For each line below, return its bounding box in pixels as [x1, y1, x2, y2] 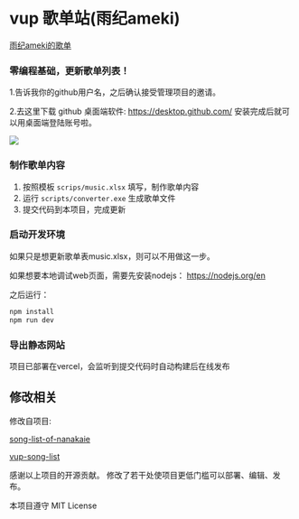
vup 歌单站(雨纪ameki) [9, 8, 181, 29]
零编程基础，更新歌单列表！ [9, 64, 130, 77]
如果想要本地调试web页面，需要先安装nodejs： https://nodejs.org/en [9, 270, 266, 281]
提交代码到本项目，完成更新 [22, 204, 126, 215]
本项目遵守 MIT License [9, 500, 98, 511]
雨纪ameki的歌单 [9, 40, 72, 51]
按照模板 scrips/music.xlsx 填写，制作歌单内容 [22, 181, 200, 192]
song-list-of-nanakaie [9, 433, 90, 444]
